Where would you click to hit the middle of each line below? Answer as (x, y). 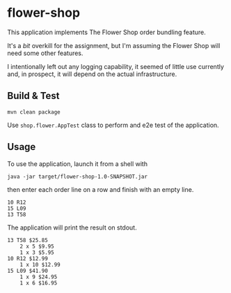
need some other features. (45, 53)
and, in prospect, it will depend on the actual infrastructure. (92, 74)
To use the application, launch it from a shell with (78, 164)
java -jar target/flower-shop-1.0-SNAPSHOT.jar (78, 176)
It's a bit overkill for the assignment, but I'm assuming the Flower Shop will (114, 45)
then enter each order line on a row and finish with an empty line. (101, 189)
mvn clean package (34, 112)
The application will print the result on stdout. (72, 227)
